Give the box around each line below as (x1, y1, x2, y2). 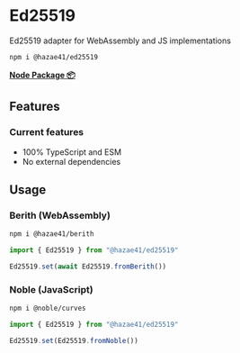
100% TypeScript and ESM (22, 146, 122, 158)
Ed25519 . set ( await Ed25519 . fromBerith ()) (9, 262, 167, 271)
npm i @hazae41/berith (9, 230, 94, 239)
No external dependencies (22, 156, 121, 167)
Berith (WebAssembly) (9, 209, 111, 222)
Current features (9, 126, 84, 139)
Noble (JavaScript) (9, 283, 93, 295)
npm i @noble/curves (9, 303, 87, 313)
